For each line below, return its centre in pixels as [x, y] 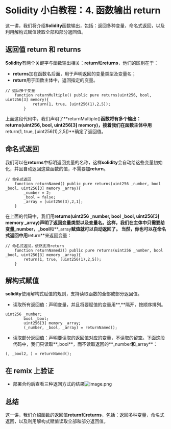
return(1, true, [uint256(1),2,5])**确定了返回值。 [56, 131]
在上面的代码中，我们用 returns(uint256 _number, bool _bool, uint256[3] [82, 216]
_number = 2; [38, 193]
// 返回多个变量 [20, 91]
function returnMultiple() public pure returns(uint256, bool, [83, 95]
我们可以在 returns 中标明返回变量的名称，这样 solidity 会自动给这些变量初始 [84, 162]
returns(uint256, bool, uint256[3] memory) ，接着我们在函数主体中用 [79, 125]
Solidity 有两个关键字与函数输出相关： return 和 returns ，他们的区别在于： [82, 63]
